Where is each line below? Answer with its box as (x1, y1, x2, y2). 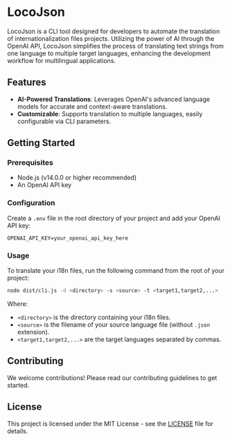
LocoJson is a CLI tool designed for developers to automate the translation (7, 27, 220, 35)
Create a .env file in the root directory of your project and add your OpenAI (7, 214, 220, 222)
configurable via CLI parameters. (17, 117, 111, 125)
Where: (7, 299, 28, 308)
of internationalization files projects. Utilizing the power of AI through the (7, 34, 215, 42)
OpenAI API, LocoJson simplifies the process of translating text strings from (7, 42, 224, 50)
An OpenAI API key (17, 181, 72, 189)
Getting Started (7, 137, 75, 149)
